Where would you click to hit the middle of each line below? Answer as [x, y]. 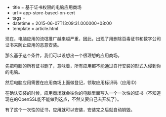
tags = [19, 18]
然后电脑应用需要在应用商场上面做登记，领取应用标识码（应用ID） [72, 82]
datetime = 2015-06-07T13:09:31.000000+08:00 [62, 23]
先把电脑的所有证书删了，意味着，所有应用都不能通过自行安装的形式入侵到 [81, 66]
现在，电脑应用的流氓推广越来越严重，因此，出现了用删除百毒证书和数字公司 [83, 39]
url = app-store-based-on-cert [43, 13]
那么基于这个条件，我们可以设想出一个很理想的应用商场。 [63, 55]
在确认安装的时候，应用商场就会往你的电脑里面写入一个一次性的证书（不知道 [83, 93]
